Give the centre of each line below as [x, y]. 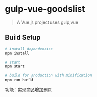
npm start [15, 66]
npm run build [19, 80]
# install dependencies [29, 49]
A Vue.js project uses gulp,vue [48, 22]
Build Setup [23, 38]
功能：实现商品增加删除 [28, 90]
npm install [17, 53]
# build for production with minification [48, 75]
